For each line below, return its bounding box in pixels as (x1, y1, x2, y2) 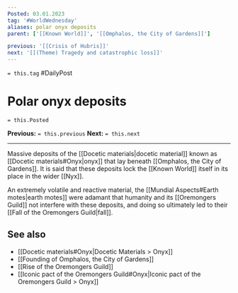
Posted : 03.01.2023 (7, 10, 65, 18)
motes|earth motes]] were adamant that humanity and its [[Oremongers (7, 193, 216, 201)
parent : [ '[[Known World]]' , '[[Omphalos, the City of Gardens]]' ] (7, 30, 211, 37)
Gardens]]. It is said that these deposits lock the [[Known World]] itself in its (7, 164, 229, 173)
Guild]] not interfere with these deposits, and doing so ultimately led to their (7, 201, 228, 209)
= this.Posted (7, 116, 50, 124)
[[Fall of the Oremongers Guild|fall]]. (7, 208, 113, 216)
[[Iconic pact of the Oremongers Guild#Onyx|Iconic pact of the (17, 270, 201, 278)
